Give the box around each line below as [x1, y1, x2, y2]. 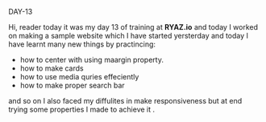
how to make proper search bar [19, 80, 125, 90]
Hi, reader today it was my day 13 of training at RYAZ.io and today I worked [8, 22, 259, 31]
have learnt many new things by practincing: [8, 39, 156, 49]
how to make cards [19, 63, 84, 73]
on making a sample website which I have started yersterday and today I [8, 31, 248, 40]
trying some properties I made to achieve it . [8, 104, 156, 114]
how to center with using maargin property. [19, 55, 164, 64]
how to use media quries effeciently [19, 72, 139, 81]
